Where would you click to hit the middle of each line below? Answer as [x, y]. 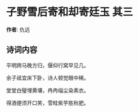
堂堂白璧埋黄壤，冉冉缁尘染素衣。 [48, 90]
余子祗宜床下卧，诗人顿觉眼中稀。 [48, 78]
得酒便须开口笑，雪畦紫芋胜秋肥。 [48, 103]
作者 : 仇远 [18, 29]
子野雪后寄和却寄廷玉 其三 [69, 12]
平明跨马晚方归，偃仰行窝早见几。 [48, 65]
